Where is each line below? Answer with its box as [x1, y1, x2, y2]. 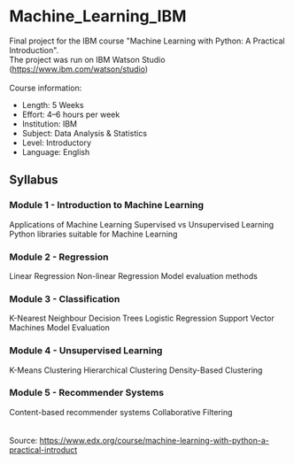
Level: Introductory [21, 137, 91, 148]
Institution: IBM [21, 118, 78, 129]
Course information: [9, 82, 82, 93]
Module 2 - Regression [9, 251, 109, 263]
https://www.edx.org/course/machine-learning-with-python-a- [39, 435, 270, 445]
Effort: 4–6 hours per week [21, 109, 120, 120]
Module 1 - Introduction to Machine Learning [9, 199, 205, 212]
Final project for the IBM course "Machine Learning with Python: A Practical [9, 35, 285, 46]
